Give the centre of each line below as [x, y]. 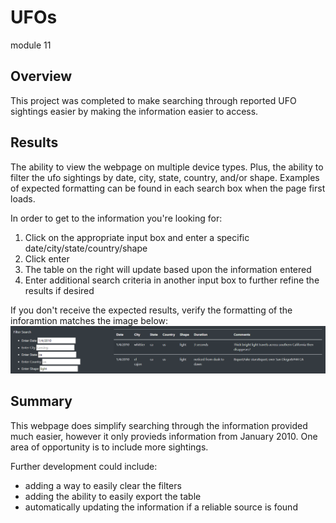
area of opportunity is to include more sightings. [109, 447]
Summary [41, 401]
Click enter [47, 258]
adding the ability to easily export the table [113, 496]
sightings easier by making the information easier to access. [134, 111]
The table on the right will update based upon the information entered [168, 269]
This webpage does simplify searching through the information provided [159, 425]
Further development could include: [84, 466]
